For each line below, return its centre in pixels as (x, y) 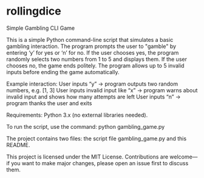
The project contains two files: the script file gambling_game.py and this (97, 139)
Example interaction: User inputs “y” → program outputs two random (92, 84)
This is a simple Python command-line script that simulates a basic (90, 39)
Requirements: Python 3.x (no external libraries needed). (77, 115)
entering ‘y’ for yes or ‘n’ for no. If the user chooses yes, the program (93, 52)
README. (18, 145)
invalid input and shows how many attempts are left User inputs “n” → (93, 97)
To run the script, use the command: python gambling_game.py (86, 126)
